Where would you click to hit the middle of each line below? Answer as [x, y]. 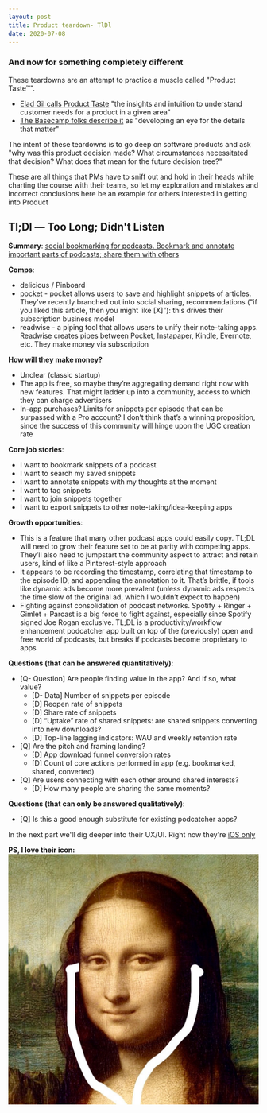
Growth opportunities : [46, 523]
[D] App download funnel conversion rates [101, 754]
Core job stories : [36, 450]
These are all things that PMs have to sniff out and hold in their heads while [131, 176]
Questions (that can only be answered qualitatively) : [97, 804]
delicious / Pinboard [52, 285]
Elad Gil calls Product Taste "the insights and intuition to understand [131, 103]
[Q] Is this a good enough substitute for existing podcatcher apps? [128, 820]
